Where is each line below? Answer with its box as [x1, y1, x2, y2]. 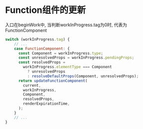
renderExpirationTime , [23, 101, 70, 106]
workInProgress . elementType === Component [23, 65, 112, 70]
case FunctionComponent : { [14, 46, 70, 51]
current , [23, 83, 41, 88]
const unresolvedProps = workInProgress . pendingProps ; [18, 55, 135, 60]
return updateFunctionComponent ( [18, 78, 88, 83]
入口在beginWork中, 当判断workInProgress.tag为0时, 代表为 [5, 22, 128, 28]
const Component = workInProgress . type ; [18, 50, 103, 56]
